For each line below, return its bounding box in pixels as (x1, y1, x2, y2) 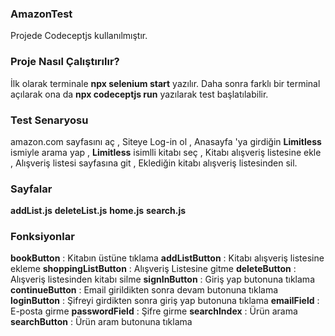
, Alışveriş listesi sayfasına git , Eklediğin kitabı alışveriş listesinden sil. (10, 157, 298, 169)
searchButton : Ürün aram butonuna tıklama (10, 316, 193, 328)
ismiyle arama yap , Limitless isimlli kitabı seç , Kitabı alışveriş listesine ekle (10, 146, 322, 158)
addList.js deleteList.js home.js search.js (10, 205, 187, 217)
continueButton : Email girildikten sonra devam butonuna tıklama (10, 284, 279, 296)
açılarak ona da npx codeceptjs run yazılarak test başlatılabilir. (10, 88, 269, 100)
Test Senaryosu (10, 113, 89, 127)
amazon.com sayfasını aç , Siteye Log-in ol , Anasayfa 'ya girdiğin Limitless (10, 135, 322, 147)
